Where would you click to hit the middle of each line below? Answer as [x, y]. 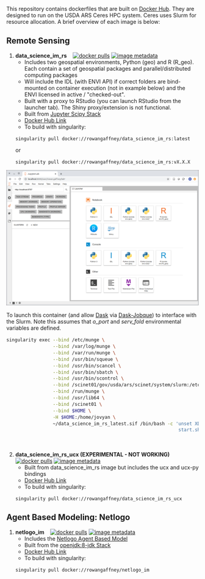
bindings [35, 474]
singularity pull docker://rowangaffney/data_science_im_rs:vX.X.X [103, 162]
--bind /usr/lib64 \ [79, 398]
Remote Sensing [38, 41]
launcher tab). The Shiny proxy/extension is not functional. [98, 107]
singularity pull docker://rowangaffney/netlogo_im [82, 570]
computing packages [51, 75]
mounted [35, 88]
